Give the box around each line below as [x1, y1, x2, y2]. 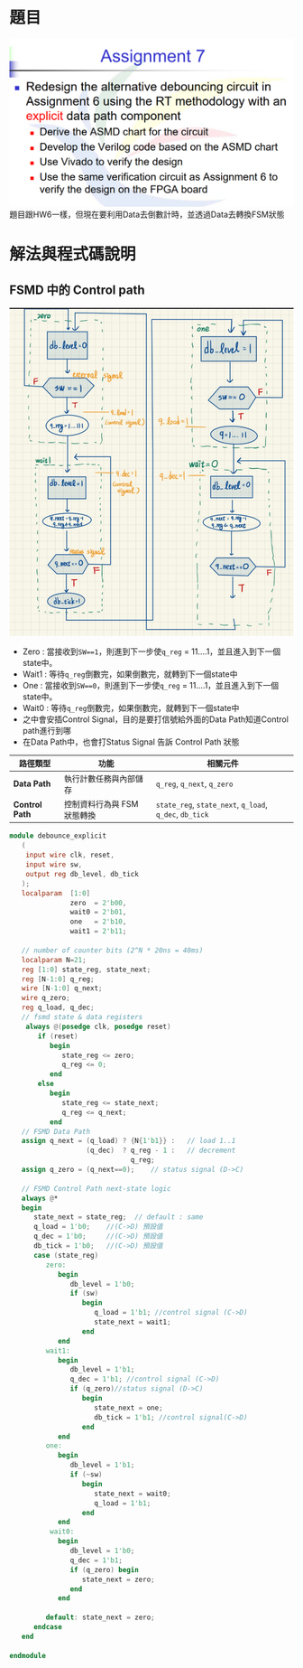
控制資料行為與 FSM [64, 798, 139, 809]
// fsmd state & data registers [21, 1013, 143, 1022]
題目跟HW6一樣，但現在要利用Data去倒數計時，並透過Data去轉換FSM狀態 [9, 209, 285, 220]
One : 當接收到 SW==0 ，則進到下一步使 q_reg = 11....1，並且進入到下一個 [22, 679, 280, 690]
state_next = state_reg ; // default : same [32, 1213, 204, 1222]
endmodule [9, 1651, 47, 1660]
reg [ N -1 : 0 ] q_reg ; [21, 974, 95, 984]
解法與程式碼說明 [9, 244, 137, 264]
